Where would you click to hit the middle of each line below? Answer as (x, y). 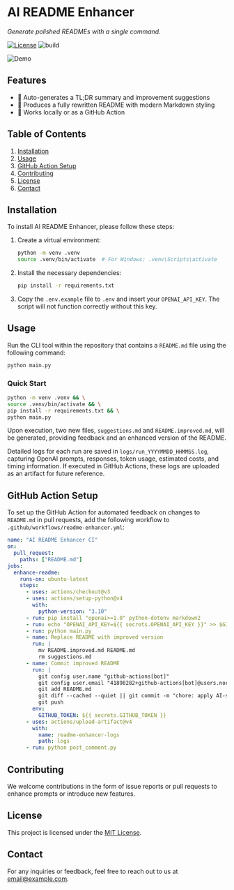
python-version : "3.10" (73, 611)
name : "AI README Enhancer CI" (53, 540)
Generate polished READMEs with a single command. (84, 31)
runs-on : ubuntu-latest (54, 579)
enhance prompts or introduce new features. (71, 794)
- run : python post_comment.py (71, 748)
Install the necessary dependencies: (69, 273)
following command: (37, 353)
